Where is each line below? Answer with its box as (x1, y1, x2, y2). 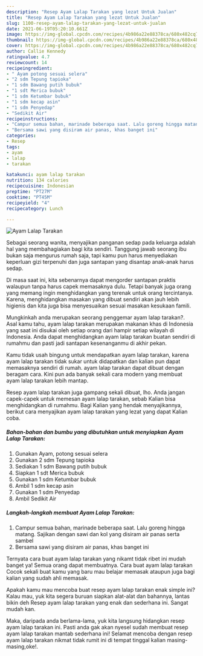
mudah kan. (6, 606, 36, 613)
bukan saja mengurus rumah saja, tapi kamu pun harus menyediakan (6, 252, 178, 259)
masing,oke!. (6, 643, 38, 651)
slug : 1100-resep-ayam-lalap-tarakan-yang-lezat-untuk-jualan (6, 20, 166, 26)
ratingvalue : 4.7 (6, 54, 50, 60)
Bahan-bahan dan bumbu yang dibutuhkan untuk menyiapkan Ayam (6, 428, 184, 436)
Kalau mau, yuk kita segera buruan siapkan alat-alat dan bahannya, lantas (6, 592, 190, 600)
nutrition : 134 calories (6, 177, 69, 183)
